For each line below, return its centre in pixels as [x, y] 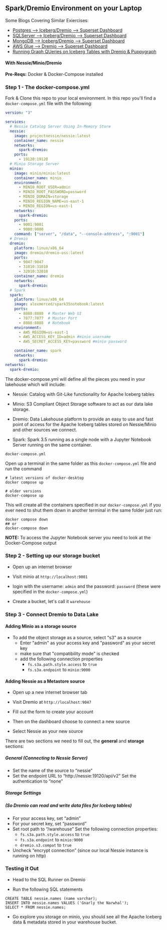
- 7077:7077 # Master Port [48, 318]
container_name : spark [38, 351]
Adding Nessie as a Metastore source [45, 681]
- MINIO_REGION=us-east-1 [45, 206]
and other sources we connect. [45, 430]
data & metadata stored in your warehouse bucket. [65, 922]
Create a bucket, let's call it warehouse [51, 601]
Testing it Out [22, 869]
